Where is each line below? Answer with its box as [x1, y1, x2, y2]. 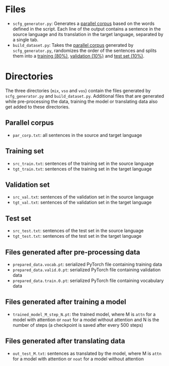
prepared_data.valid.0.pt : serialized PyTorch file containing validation [12, 266, 161, 273]
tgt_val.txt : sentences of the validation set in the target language [12, 200, 152, 206]
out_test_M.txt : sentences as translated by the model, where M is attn [12, 350, 161, 356]
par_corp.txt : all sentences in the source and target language [12, 132, 142, 138]
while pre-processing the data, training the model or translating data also [5, 98, 158, 104]
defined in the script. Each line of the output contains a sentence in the [12, 25, 161, 32]
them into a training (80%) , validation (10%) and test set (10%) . [12, 52, 145, 59]
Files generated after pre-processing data [5, 248, 141, 257]
